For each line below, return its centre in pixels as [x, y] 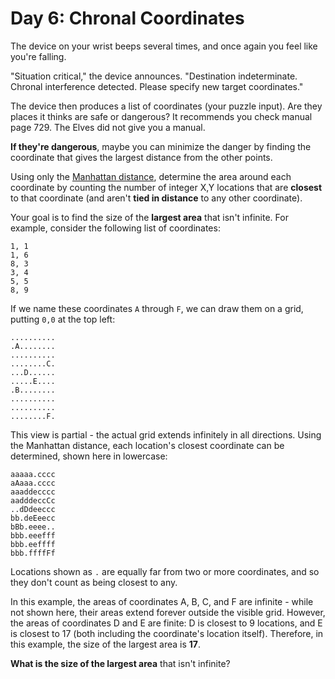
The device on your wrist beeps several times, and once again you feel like [164, 46]
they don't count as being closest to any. [94, 582]
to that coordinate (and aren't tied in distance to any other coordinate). [156, 198]
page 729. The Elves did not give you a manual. [108, 127]
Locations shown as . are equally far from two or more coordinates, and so [165, 571]
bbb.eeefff [33, 535]
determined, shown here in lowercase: [89, 456]
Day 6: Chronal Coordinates [127, 18]
